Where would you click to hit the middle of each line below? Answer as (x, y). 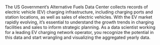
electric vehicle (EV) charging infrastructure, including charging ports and (79, 12)
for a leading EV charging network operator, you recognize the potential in (80, 32)
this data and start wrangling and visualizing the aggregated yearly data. (78, 37)
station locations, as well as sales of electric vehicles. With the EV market (79, 17)
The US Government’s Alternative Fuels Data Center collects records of (77, 7)
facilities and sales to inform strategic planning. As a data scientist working (80, 27)
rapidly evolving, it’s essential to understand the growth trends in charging (80, 22)
